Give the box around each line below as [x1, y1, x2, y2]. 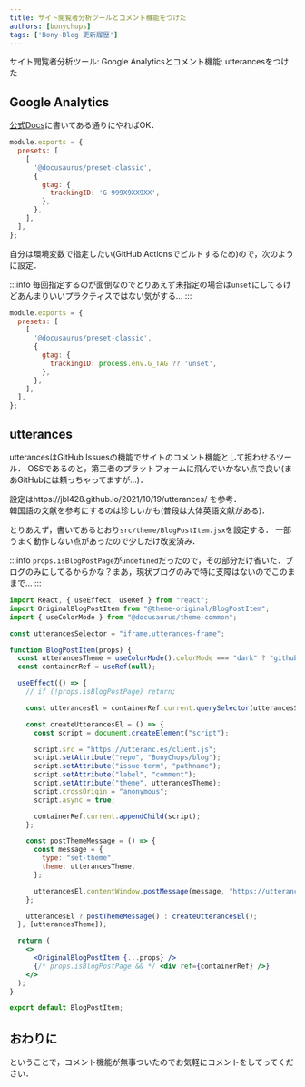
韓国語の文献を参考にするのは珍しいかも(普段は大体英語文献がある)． [9, 505, 271, 516]
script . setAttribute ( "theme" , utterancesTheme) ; [33, 778, 221, 787]
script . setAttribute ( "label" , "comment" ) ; [33, 770, 197, 779]
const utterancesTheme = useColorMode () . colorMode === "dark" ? [17, 654, 266, 663]
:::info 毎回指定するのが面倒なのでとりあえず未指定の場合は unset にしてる [9, 279, 284, 290]
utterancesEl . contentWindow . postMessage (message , [33, 886, 225, 895]
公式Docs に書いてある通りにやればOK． [9, 120, 160, 131]
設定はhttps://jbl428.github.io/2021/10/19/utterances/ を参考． [9, 494, 242, 504]
